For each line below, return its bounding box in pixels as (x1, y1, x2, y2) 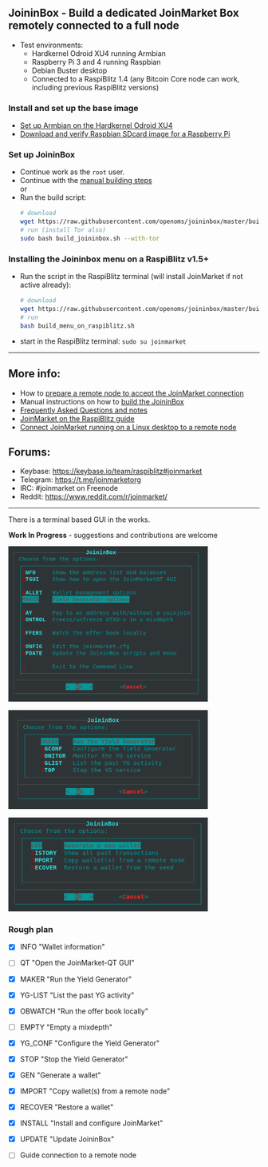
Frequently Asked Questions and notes (19, 405, 148, 415)
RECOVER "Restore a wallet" (19, 1102, 114, 1112)
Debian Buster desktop (31, 66, 108, 75)
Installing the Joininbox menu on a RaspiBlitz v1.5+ (8, 253, 210, 265)
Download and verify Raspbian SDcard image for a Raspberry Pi (19, 129, 231, 139)
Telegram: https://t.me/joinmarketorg (19, 475, 142, 484)
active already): (19, 280, 72, 290)
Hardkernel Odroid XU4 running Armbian (31, 48, 166, 58)
